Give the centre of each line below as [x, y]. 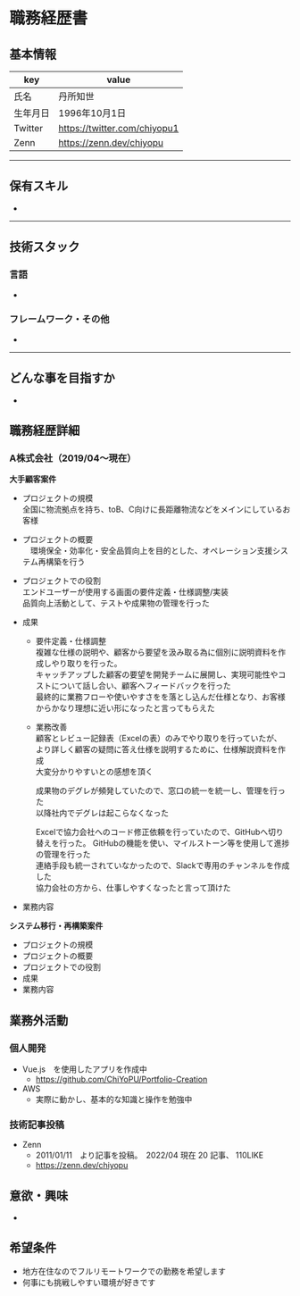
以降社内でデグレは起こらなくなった [102, 813]
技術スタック [45, 247]
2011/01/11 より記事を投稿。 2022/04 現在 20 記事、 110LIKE [150, 1155]
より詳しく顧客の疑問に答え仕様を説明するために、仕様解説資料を [157, 749]
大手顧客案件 [33, 480]
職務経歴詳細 [45, 431]
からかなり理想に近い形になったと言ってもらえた [125, 708]
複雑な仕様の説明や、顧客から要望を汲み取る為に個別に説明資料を [157, 652]
